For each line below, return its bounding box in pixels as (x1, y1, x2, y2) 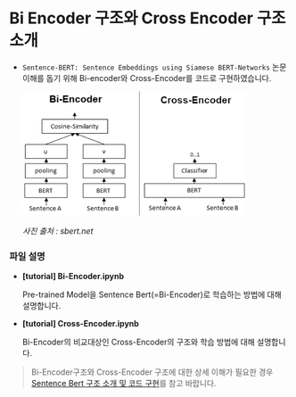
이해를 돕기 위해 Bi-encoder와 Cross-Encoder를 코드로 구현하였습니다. (21, 72, 272, 83)
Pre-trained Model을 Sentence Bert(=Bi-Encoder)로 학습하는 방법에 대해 (21, 289, 283, 300)
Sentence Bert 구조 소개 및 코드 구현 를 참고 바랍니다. (30, 378, 217, 389)
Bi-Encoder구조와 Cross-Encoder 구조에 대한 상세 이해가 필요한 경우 (30, 367, 274, 377)
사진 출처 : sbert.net (21, 225, 94, 236)
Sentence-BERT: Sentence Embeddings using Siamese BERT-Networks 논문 (21, 62, 287, 72)
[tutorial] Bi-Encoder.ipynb (21, 271, 125, 282)
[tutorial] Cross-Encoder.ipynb (21, 318, 140, 329)
